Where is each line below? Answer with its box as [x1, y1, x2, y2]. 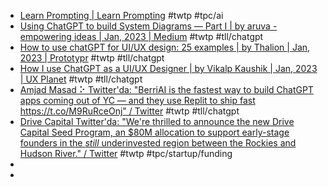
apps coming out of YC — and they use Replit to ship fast [19, 95, 256, 106]
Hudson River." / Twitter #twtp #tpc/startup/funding [19, 148, 233, 159]
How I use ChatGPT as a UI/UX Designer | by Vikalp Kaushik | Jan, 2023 [19, 63, 318, 74]
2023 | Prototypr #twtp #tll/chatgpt [19, 52, 165, 64]
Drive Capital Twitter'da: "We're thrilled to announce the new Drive [19, 116, 295, 127]
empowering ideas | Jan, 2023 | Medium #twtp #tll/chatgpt [19, 31, 264, 42]
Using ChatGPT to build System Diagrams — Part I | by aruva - [19, 20, 278, 32]
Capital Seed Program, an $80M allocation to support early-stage [19, 126, 290, 138]
